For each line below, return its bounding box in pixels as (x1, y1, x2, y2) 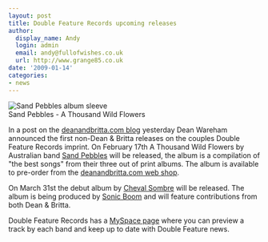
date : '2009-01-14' (8, 64, 74, 72)
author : (8, 26, 34, 34)
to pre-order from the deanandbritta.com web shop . (8, 167, 180, 177)
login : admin (15, 42, 59, 50)
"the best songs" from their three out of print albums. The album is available (8, 159, 259, 168)
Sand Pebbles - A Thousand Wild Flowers (8, 109, 146, 119)
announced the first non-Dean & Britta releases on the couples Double (8, 133, 240, 143)
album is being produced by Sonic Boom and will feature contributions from (8, 192, 258, 201)
